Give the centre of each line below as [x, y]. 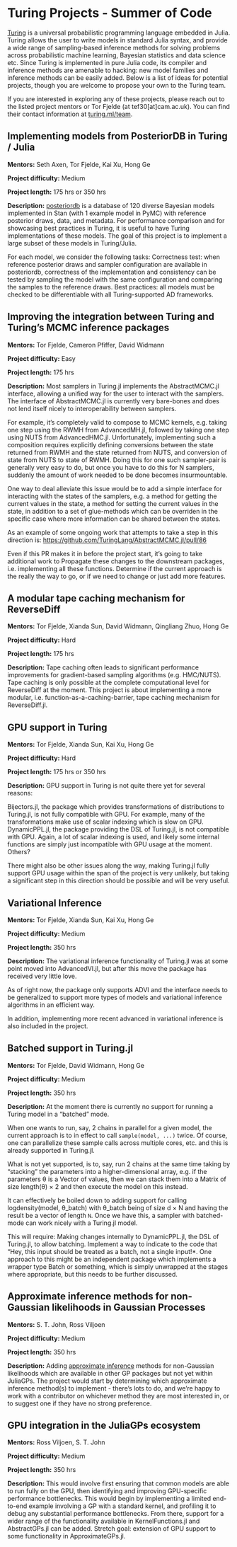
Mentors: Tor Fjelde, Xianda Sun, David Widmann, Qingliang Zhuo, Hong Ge [118, 626]
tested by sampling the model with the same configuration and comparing [115, 279]
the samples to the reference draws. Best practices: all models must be [111, 287]
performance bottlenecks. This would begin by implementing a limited [109, 1499]
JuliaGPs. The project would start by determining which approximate [107, 1381]
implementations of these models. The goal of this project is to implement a [117, 236]
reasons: [20, 793]
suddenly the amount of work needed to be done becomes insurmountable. [117, 475]
